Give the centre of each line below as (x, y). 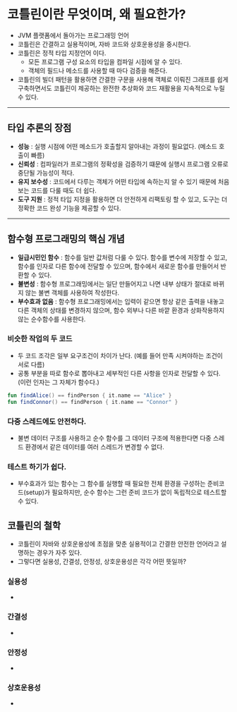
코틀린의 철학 (34, 526)
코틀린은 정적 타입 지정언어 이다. (62, 53)
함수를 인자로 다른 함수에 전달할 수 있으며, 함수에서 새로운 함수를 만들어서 (118, 266)
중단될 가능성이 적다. (46, 173)
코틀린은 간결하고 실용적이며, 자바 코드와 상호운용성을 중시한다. (104, 44)
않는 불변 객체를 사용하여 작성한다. (72, 293)
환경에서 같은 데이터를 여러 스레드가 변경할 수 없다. (95, 447)
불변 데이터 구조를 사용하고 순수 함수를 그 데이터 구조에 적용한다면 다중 (114, 438)
